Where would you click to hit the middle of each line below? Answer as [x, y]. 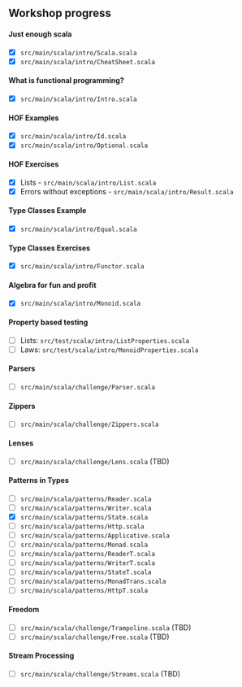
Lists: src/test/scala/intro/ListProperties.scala [104, 340]
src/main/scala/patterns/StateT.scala [86, 572]
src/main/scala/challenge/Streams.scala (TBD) [100, 673]
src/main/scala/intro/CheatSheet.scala [88, 62]
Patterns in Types [39, 480]
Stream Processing [41, 656]
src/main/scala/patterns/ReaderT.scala [88, 554]
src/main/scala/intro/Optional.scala [84, 146]
